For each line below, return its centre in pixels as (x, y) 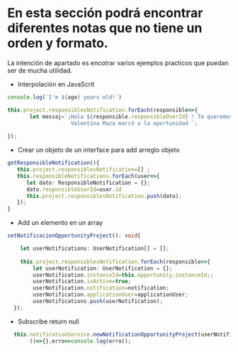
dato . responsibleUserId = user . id (74, 189)
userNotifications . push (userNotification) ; (98, 302)
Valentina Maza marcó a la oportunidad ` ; (134, 123)
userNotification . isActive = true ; (82, 282)
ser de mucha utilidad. (40, 70)
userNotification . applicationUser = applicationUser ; (111, 295)
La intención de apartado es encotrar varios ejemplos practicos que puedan (118, 62)
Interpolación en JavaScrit (56, 84)
